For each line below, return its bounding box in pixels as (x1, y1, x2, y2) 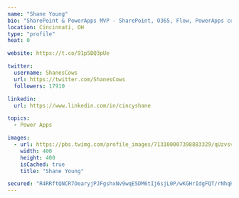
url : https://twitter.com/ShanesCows (14, 75, 126, 83)
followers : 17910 (14, 83, 65, 90)
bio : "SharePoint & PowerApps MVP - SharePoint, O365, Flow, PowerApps (7, 17, 224, 24)
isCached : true (20, 161, 65, 168)
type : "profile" (7, 30, 55, 38)
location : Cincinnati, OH (7, 24, 84, 31)
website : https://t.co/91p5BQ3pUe (7, 50, 110, 57)
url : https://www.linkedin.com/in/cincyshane (14, 102, 152, 109)
